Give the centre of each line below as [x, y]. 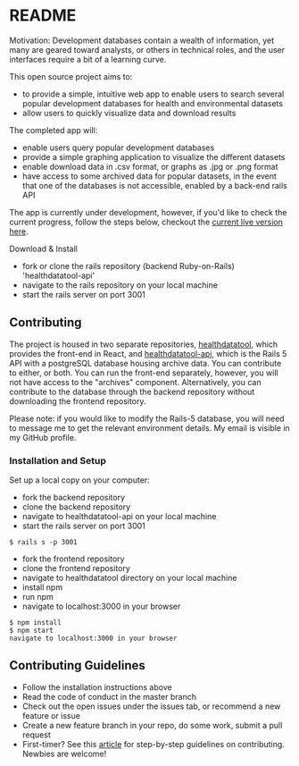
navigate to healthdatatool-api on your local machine [119, 517]
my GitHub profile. [43, 437]
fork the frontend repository [73, 559]
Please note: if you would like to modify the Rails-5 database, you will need [147, 418]
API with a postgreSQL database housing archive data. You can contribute [145, 363]
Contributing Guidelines [77, 665]
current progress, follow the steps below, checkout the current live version [146, 222]
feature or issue [51, 715]
